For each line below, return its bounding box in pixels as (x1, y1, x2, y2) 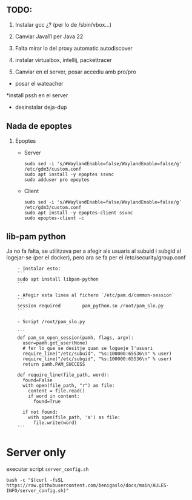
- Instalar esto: (17, 265, 61, 272)
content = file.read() (28, 388, 85, 394)
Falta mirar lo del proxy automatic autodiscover (15, 44, 133, 52)
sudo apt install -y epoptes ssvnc (24, 171, 114, 177)
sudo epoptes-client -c (24, 215, 85, 221)
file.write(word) (33, 420, 78, 426)
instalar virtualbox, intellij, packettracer (15, 56, 112, 63)
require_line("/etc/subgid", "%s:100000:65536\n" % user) (22, 356, 172, 362)
